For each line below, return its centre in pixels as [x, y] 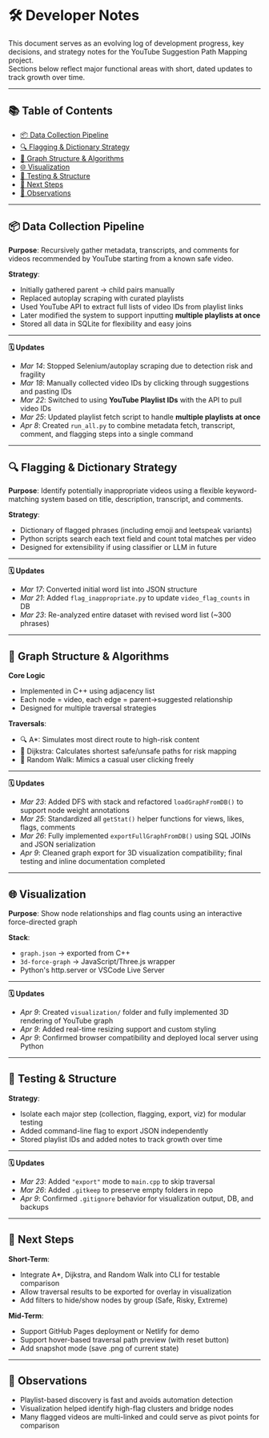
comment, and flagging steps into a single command [106, 434]
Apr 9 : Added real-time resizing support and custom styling [118, 1029]
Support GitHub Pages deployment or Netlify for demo [110, 1331]
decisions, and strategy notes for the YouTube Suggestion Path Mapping [128, 51]
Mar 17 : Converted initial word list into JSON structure [108, 589]
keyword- [241, 491]
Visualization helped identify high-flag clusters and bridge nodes [127, 1408]
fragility [32, 374]
